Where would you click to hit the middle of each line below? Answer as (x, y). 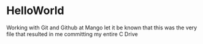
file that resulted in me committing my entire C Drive (72, 34)
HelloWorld (35, 11)
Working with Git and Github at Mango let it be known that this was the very (102, 28)
